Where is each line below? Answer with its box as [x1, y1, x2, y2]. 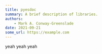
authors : [5, 16, 23, 21]
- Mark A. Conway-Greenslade [14, 21, 74, 26]
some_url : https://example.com [5, 30, 69, 35]
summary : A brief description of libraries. [5, 12, 98, 17]
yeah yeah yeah [5, 44, 37, 49]
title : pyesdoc [5, 7, 36, 12]
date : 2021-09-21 [5, 26, 41, 30]
